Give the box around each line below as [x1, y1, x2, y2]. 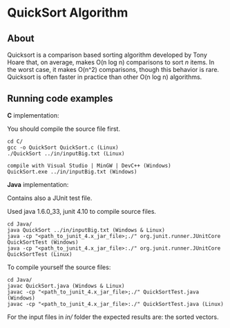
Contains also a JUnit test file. [7, 194, 93, 202]
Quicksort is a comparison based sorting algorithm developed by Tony [7, 51, 207, 59]
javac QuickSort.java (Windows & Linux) [7, 282, 126, 289]
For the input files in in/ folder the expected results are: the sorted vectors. [7, 313, 219, 321]
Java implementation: [7, 180, 69, 188]
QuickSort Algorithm [7, 5, 128, 21]
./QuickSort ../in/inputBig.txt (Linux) [7, 150, 126, 157]
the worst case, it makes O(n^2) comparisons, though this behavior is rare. [7, 66, 220, 73]
